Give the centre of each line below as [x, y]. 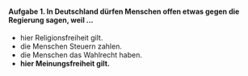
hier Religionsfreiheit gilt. [61, 38]
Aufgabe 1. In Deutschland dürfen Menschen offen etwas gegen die [124, 11]
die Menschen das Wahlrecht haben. [81, 55]
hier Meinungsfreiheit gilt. [65, 64]
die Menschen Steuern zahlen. [71, 46]
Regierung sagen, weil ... [51, 19]
